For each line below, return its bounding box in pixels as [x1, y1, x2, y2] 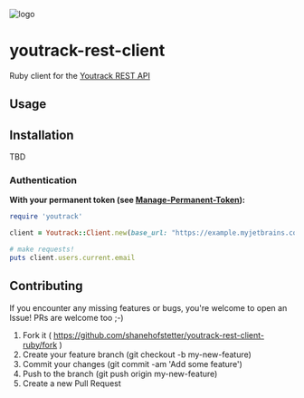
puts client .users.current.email [9, 254, 136, 263]
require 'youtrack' [9, 212, 83, 221]
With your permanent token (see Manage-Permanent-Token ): [9, 195, 246, 206]
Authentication [9, 174, 77, 187]
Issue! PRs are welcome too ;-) [9, 312, 124, 323]
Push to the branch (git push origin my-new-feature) [22, 368, 218, 379]
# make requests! [9, 245, 75, 254]
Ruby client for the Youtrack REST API [9, 70, 151, 81]
